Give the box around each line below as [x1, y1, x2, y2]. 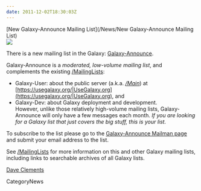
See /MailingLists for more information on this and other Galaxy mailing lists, [6, 147, 196, 155]
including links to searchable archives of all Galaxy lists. [6, 154, 145, 161]
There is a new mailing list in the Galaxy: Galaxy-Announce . [6, 50, 154, 57]
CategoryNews [6, 178, 44, 185]
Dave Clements [6, 166, 44, 173]
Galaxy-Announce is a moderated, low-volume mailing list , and [6, 61, 162, 68]
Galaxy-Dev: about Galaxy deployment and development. [14, 99, 158, 106]
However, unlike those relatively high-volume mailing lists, [14, 105, 159, 112]
